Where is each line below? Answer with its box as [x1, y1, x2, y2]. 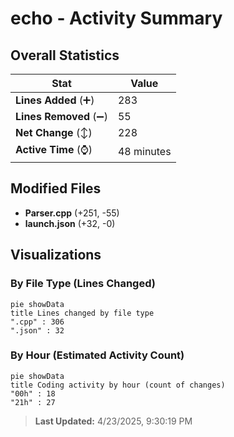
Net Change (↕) [15, 126, 93, 139]
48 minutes [117, 144, 172, 158]
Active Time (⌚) [15, 143, 93, 156]
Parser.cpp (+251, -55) [24, 207, 120, 219]
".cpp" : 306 [10, 317, 65, 327]
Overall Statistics [10, 47, 120, 64]
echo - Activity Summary [10, 7, 223, 30]
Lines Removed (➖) [15, 110, 108, 123]
